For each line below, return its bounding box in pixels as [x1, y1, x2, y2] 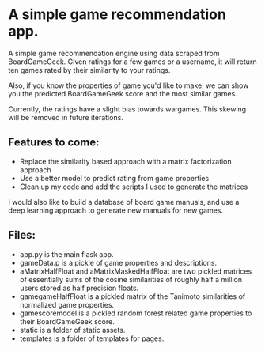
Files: [8, 228, 36, 242]
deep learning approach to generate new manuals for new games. [8, 206, 224, 215]
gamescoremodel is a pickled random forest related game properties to [19, 308, 252, 318]
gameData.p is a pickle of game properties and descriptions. [19, 258, 218, 267]
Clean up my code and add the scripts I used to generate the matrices [19, 182, 248, 191]
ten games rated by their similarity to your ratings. [8, 65, 171, 74]
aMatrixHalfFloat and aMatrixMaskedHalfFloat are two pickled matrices [19, 266, 252, 276]
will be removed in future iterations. [8, 112, 124, 122]
